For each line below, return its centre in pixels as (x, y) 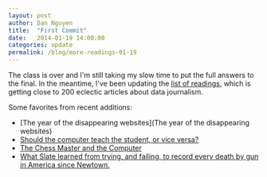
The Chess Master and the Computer (80, 148)
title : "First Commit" (48, 30)
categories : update (41, 45)
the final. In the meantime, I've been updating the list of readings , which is (130, 83)
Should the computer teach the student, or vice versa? (109, 139)
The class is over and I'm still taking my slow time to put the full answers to (131, 75)
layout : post (30, 15)
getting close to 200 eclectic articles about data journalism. (106, 92)
